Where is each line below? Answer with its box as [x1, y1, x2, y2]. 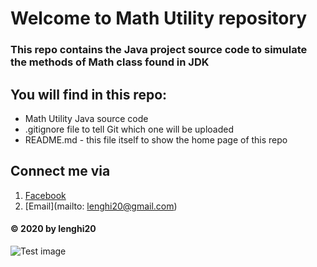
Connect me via [10, 163, 111, 180]
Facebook [24, 189, 67, 201]
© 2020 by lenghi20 [10, 223, 97, 235]
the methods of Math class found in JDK [10, 55, 210, 69]
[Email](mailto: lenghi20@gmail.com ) [24, 200, 178, 212]
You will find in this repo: [10, 86, 168, 103]
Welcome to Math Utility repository [10, 7, 308, 30]
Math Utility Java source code [24, 112, 149, 124]
